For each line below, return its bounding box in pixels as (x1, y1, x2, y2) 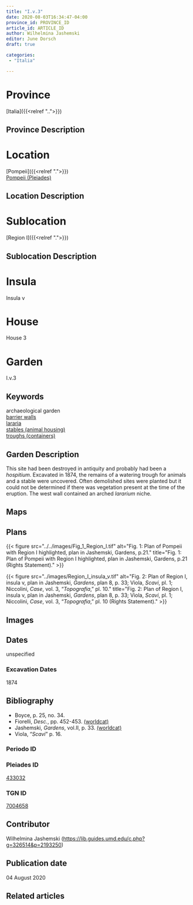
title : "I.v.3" (6, 8, 43, 15)
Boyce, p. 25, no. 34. (14, 711, 65, 719)
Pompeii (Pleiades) (6, 174, 52, 181)
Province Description (6, 124, 85, 134)
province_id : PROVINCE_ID (6, 19, 69, 25)
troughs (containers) (6, 432, 56, 440)
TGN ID (6, 789, 27, 797)
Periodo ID (6, 745, 37, 753)
